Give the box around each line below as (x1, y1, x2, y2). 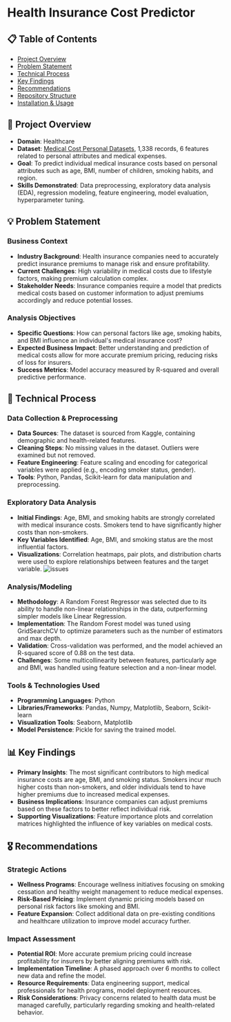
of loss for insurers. (17, 358, 73, 366)
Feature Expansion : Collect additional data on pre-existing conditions (17, 909, 216, 918)
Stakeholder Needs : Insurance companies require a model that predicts (17, 281, 222, 290)
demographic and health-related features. (17, 437, 137, 445)
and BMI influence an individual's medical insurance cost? (17, 336, 183, 344)
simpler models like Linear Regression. (17, 612, 128, 621)
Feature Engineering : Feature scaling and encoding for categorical (17, 459, 208, 467)
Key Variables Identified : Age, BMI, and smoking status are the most (17, 535, 214, 543)
